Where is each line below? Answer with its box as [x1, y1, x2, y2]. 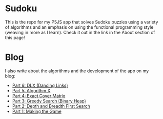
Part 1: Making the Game [12, 108, 62, 114]
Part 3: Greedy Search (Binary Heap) [12, 98, 86, 104]
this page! [5, 35, 25, 40]
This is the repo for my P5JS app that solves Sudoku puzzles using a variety [5, 19, 159, 25]
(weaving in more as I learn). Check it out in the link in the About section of [5, 29, 155, 35]
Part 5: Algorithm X [12, 87, 51, 93]
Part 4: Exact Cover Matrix [12, 93, 65, 99]
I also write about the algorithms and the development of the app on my [5, 68, 149, 74]
